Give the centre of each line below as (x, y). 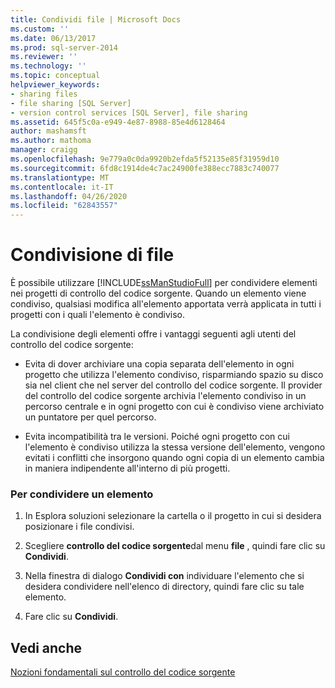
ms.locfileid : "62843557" (64, 206)
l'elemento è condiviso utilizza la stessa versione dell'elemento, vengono (175, 447)
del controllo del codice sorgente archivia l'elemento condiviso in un (165, 396)
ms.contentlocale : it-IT (62, 187)
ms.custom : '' (40, 29)
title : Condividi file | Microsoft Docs (96, 19)
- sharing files (44, 94)
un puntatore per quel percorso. (90, 417)
